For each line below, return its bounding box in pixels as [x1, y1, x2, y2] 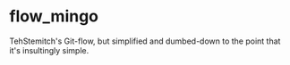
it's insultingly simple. [9, 45, 90, 55]
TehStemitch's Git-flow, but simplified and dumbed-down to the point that [9, 36, 281, 46]
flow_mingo [9, 6, 99, 27]
